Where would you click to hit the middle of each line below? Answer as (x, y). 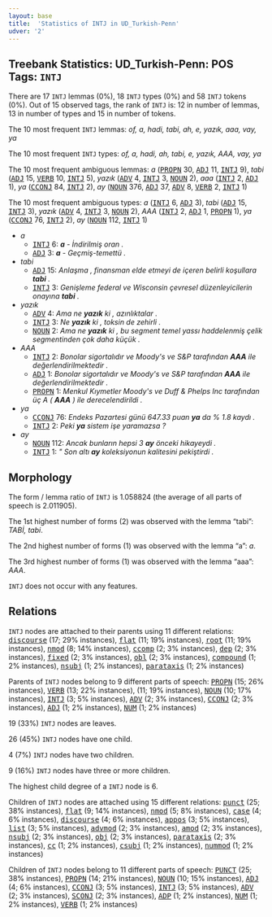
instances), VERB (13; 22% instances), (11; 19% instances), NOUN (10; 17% (130, 690)
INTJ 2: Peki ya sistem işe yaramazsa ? (99, 426)
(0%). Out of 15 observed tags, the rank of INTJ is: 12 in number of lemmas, (134, 105)
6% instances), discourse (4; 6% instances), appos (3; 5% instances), (129, 819)
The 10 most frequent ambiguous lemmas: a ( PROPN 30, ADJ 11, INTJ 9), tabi (136, 170)
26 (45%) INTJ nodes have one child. (70, 739)
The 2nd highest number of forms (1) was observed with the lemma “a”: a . (132, 546)
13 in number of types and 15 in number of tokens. (92, 114)
